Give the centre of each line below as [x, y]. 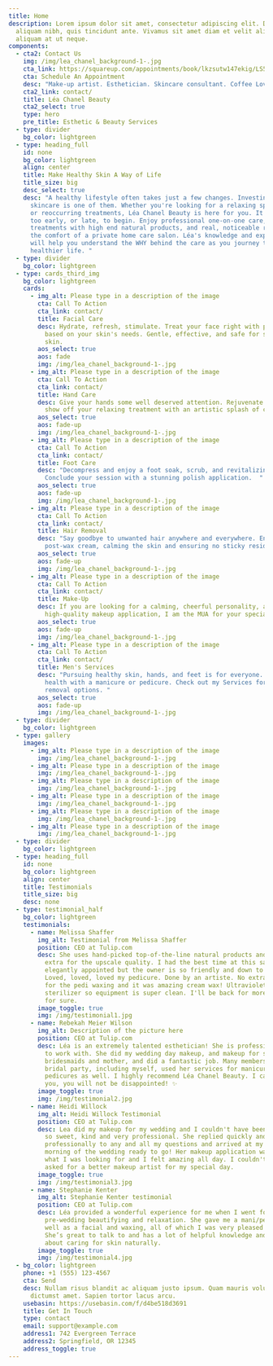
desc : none [41, 902]
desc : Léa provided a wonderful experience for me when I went [147, 1213]
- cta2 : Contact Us [49, 54]
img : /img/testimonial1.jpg [85, 1016]
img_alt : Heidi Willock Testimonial [100, 1114]
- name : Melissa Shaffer [72, 932]
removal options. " [78, 690]
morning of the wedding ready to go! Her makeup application [150, 1152]
